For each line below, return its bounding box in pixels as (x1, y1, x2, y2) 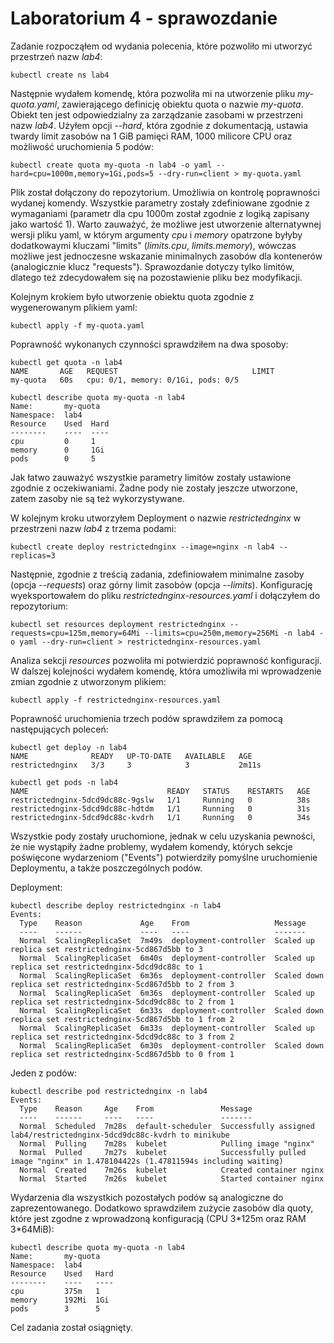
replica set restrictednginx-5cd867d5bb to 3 (10, 944, 203, 954)
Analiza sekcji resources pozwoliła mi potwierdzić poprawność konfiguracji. (10, 654, 322, 666)
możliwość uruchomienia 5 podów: (10, 140, 155, 152)
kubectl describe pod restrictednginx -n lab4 (10, 1086, 208, 1096)
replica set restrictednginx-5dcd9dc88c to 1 (10, 962, 203, 972)
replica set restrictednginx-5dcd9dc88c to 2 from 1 (10, 997, 235, 1007)
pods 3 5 (10, 1303, 101, 1314)
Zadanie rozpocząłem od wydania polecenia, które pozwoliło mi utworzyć (10, 40, 313, 52)
